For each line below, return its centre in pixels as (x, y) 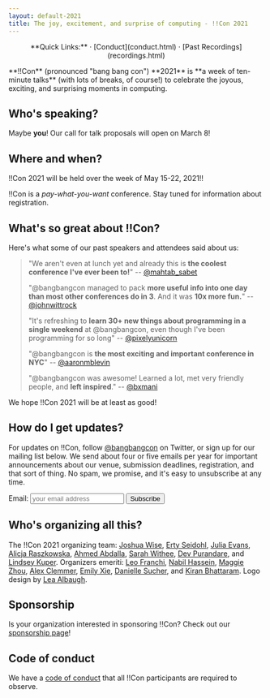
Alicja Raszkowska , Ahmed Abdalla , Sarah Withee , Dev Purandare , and (126, 554)
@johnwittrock (52, 304)
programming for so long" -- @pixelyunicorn (103, 338)
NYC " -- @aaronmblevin (69, 362)
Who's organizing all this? (75, 526)
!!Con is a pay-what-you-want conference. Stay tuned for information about (135, 194)
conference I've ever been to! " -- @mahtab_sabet (113, 272)
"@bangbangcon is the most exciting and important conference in (141, 353)
